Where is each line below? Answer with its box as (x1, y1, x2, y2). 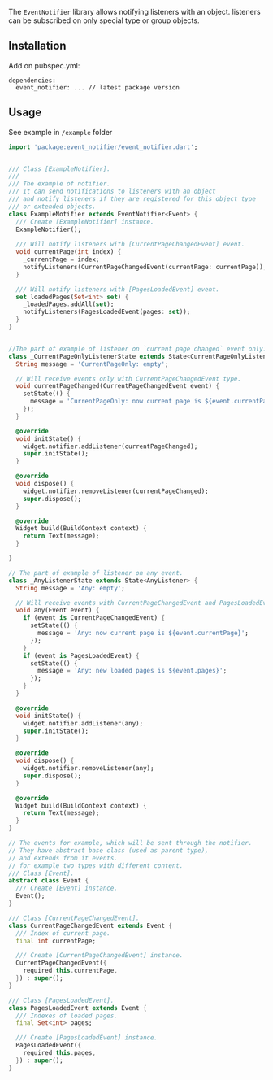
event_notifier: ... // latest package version (15, 83, 180, 92)
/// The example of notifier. (8, 180, 111, 188)
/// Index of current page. (15, 929, 111, 938)
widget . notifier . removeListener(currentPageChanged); (23, 487, 209, 495)
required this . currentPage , (23, 967, 118, 975)
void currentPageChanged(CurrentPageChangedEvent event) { (15, 382, 220, 390)
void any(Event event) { (15, 606, 100, 615)
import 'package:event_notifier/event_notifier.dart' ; (8, 142, 198, 151)
